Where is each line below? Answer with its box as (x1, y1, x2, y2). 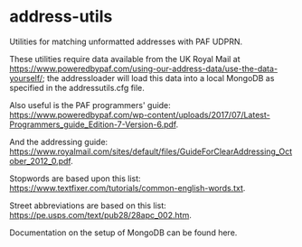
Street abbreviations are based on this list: (9, 200, 167, 211)
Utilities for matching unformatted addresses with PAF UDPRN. (9, 36, 243, 47)
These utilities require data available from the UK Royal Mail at (9, 53, 241, 64)
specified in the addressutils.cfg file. (9, 82, 145, 93)
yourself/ (9, 72, 43, 83)
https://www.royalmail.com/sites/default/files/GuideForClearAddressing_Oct (9, 146, 293, 157)
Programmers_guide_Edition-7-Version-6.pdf (9, 119, 176, 130)
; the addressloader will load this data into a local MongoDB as (42, 72, 275, 83)
